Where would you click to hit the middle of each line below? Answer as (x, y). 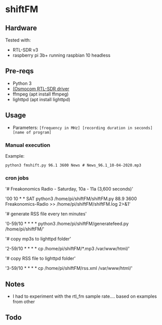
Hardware (21, 28)
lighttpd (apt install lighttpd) (42, 99)
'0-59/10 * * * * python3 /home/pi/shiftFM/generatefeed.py (67, 224)
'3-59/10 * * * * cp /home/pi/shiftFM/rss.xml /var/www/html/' (69, 268)
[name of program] (32, 132)
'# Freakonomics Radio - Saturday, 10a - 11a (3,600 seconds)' (69, 189)
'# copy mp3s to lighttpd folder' (38, 239)
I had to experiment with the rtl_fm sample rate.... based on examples (85, 296)
